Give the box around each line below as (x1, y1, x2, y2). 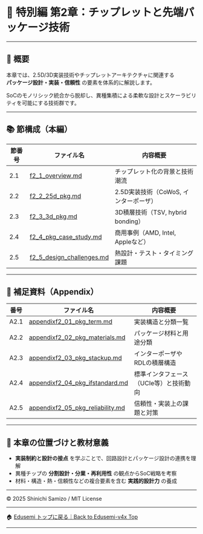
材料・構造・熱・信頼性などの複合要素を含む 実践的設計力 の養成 (14, 477, 177, 484)
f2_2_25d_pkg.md (30, 192, 82, 200)
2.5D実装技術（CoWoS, (114, 187, 182, 196)
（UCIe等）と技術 (134, 379, 185, 388)
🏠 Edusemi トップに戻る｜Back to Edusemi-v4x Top (6, 513, 138, 521)
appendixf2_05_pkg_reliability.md (29, 403, 126, 412)
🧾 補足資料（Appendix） (6, 287, 98, 297)
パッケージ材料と (134, 329, 182, 337)
